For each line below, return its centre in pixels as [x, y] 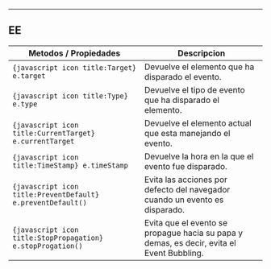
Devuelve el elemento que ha [199, 67]
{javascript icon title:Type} [71, 96]
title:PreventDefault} [56, 195]
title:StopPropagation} [58, 238]
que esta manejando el [187, 133]
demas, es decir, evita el [190, 242]
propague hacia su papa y [194, 233]
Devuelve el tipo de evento [195, 89]
